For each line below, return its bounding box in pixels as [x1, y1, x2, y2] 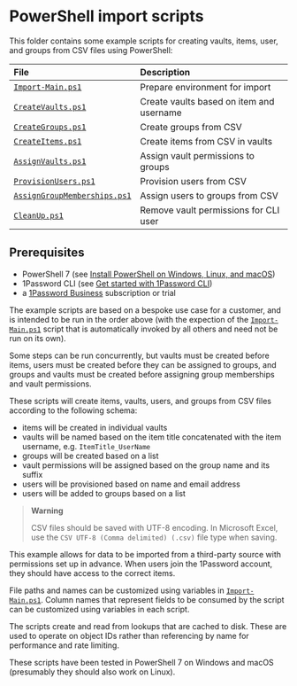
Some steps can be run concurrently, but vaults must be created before [9, 350, 270, 361]
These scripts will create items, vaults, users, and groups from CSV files [9, 395, 272, 406]
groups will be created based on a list [21, 450, 159, 461]
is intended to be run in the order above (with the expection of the [9, 314, 249, 324]
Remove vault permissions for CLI [140, 204, 280, 216]
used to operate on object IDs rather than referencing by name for [9, 630, 249, 641]
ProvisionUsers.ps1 [13, 175, 95, 186]
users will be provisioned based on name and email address [21, 479, 240, 489]
